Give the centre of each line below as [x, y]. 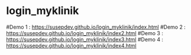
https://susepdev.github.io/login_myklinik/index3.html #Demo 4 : [85, 39]
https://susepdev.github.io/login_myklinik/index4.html [72, 46]
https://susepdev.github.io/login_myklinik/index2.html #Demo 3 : [85, 33]
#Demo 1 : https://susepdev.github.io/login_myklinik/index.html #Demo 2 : [96, 27]
